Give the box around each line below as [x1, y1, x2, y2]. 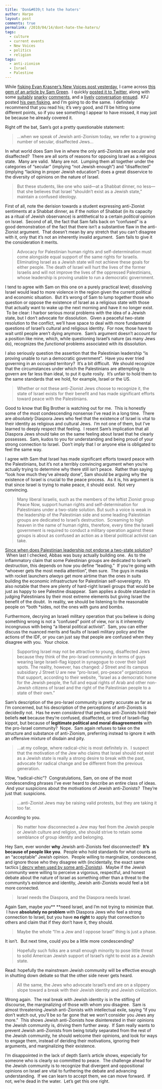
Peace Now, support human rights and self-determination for [16, 501, 138, 507]
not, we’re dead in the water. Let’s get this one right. [5, 1078, 110, 1084]
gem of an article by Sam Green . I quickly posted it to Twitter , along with [5, 88, 150, 95]
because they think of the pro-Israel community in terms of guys [16, 653, 146, 659]
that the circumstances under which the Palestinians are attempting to [5, 366, 145, 371]
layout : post [5, 16, 31, 21]
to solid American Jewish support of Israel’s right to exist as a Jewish [16, 952, 155, 958]
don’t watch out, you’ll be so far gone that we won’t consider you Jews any [5, 1012, 155, 1018]
